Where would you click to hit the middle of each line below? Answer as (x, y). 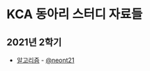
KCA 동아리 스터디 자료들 (75, 14)
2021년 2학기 (34, 42)
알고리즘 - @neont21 (45, 60)
